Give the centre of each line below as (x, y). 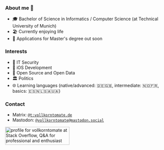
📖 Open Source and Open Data (44, 73)
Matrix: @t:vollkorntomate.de (42, 114)
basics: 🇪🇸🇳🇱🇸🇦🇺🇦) (36, 91)
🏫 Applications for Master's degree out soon (57, 38)
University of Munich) (34, 26)
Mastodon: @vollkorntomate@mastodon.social (58, 120)
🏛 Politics (23, 78)
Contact (15, 104)
